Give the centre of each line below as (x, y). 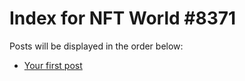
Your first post (53, 65)
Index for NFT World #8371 (123, 18)
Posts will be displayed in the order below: (96, 46)
